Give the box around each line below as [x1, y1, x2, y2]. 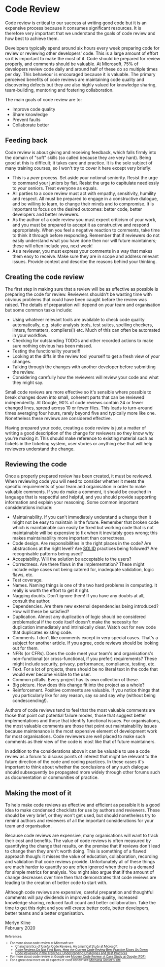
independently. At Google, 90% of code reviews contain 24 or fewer [5, 399, 144, 405]
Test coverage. [12, 577, 43, 583]
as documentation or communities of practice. [5, 774, 99, 780]
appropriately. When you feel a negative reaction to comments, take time [12, 227, 160, 233]
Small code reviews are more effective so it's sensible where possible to [5, 389, 152, 395]
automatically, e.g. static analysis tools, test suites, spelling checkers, [12, 322, 154, 328]
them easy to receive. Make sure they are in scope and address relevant [12, 253, 159, 259]
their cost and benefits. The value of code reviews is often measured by [5, 838, 151, 844]
